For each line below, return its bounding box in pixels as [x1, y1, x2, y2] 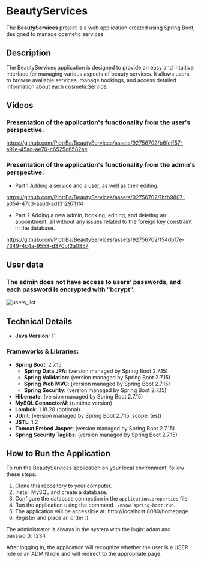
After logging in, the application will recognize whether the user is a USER [6, 544, 188, 551]
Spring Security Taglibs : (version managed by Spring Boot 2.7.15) [14, 431, 178, 438]
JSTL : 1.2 [14, 418, 38, 426]
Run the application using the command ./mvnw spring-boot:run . [14, 501, 176, 508]
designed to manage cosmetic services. [6, 30, 105, 37]
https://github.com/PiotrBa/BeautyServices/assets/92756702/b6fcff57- [6, 139, 183, 146]
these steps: [6, 471, 37, 478]
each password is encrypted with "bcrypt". [6, 285, 135, 294]
